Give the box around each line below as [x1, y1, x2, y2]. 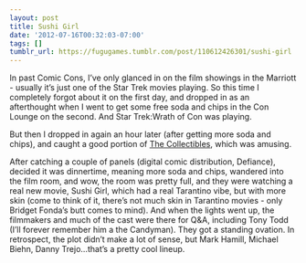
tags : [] [9, 38, 43, 48]
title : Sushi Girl [9, 22, 79, 31]
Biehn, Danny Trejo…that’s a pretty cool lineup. [9, 244, 185, 255]
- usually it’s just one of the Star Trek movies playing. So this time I [9, 82, 260, 93]
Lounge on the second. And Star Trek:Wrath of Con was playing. [9, 111, 253, 122]
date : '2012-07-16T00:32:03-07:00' [9, 30, 145, 39]
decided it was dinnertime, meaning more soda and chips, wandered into [9, 166, 285, 177]
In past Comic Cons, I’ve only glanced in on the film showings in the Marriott [9, 72, 297, 83]
